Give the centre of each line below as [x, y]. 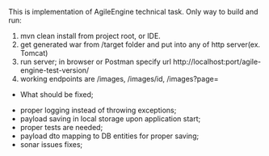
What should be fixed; [57, 95]
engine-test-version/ [55, 70]
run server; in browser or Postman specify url [96, 61]
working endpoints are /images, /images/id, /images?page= [119, 79]
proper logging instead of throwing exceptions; [98, 110]
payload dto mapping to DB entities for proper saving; [109, 136]
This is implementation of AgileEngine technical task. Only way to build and [133, 12]
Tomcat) [34, 53]
